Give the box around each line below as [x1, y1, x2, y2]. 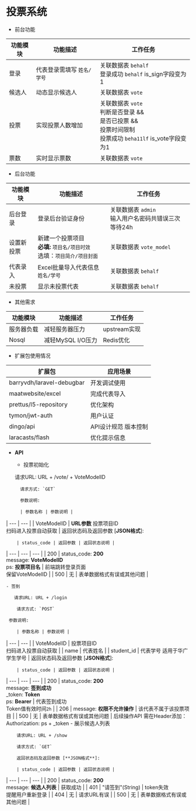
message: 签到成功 [6, 684, 51, 691]
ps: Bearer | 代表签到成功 [6, 698, 67, 705]
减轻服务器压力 [44, 325, 86, 333]
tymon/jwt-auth [9, 411, 53, 419]
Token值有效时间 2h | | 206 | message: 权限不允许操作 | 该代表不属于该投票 [6, 705, 185, 712]
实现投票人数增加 [36, 121, 83, 129]
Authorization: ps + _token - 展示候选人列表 [6, 720, 110, 727]
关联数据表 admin [110, 205, 156, 213]
